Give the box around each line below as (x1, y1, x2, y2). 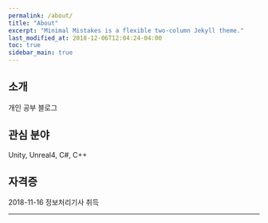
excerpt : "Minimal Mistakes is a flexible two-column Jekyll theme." (8, 26, 245, 34)
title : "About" (8, 19, 59, 27)
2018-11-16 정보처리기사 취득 (8, 198, 100, 207)
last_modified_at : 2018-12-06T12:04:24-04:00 (8, 33, 162, 42)
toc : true (8, 41, 41, 49)
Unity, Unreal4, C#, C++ (8, 150, 88, 159)
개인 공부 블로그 (8, 103, 58, 112)
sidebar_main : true (8, 49, 73, 57)
